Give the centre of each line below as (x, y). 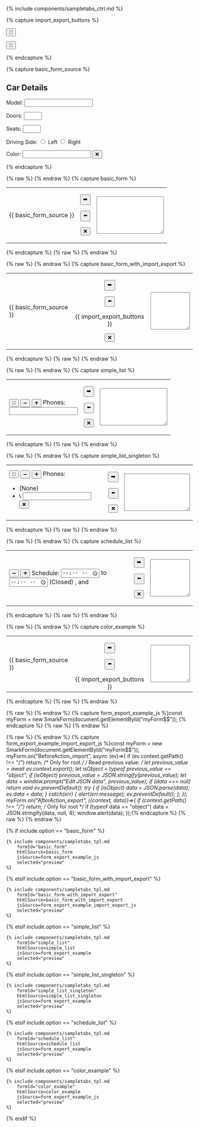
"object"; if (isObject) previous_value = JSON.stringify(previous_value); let (96, 775)
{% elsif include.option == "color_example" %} (63, 1071)
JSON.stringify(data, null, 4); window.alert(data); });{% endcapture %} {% (96, 813)
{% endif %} (21, 1118)
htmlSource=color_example (49, 1092)
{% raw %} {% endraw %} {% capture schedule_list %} (74, 541)
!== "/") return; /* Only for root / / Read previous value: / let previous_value (97, 762)
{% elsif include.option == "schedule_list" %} (61, 1022)
